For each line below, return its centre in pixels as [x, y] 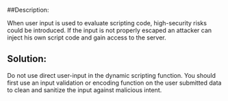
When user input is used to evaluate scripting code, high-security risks [107, 23]
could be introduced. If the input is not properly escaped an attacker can [110, 30]
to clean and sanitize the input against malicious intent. [85, 90]
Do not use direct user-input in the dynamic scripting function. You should [112, 75]
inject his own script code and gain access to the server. [87, 38]
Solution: [27, 59]
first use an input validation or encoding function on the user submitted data [114, 83]
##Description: [28, 10]
